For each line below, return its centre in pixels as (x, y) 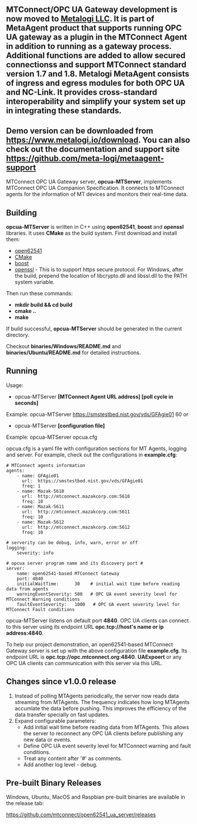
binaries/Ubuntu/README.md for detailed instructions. (74, 353)
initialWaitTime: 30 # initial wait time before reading (98, 584)
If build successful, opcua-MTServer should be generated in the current (94, 329)
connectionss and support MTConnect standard (96, 65)
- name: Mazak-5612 (41, 522)
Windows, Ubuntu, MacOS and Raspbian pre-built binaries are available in (96, 797)
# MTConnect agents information (46, 465)
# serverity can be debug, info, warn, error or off (72, 543)
